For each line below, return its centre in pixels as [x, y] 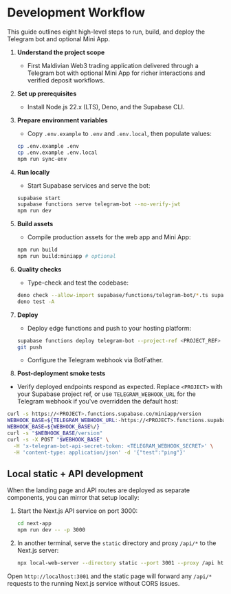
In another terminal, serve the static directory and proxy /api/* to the [117, 543]
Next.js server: [38, 551]
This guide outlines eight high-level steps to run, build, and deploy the [106, 32]
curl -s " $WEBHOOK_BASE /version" [55, 433]
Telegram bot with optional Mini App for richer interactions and [116, 73]
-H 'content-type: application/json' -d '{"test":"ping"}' [100, 452]
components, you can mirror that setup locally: [73, 498]
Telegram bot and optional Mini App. [58, 38]
